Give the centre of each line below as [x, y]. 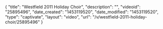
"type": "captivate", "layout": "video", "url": [48, 17]
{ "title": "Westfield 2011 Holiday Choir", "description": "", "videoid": [73, 7]
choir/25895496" [23, 22]
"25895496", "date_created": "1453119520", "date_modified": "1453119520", [82, 12]
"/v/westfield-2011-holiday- [120, 17]
